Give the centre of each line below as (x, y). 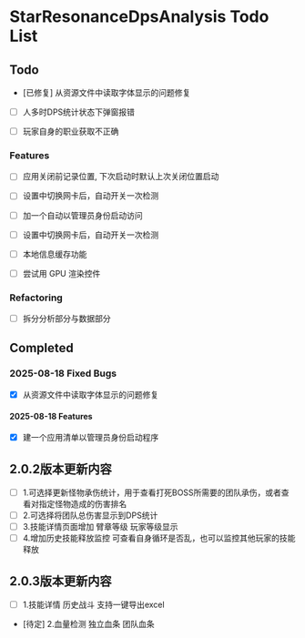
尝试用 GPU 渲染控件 (61, 273)
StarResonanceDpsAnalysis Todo (139, 17)
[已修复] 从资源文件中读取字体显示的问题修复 (107, 92)
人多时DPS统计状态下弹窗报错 (78, 112)
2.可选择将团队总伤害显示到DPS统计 (90, 515)
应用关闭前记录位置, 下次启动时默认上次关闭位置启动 (121, 177)
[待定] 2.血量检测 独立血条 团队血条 (88, 624)
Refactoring (36, 298)
